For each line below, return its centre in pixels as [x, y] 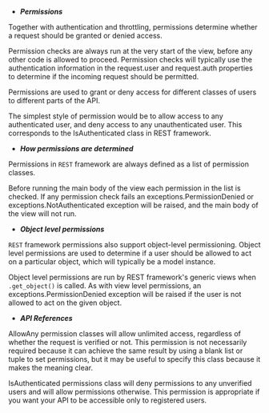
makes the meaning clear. [51, 368]
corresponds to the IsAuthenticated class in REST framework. [110, 133]
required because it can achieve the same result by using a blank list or [126, 351]
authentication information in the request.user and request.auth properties [131, 68]
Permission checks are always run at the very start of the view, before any [130, 51]
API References [46, 318]
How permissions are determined [76, 148]
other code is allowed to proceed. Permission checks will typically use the [130, 60]
